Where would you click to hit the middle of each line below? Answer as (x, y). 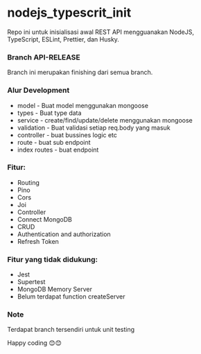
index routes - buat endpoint (58, 150)
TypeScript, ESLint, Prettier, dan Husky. (63, 39)
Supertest (31, 282)
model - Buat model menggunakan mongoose (83, 105)
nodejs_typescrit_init (69, 13)
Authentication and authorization (64, 234)
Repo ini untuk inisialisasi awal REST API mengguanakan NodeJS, (101, 32)
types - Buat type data (49, 113)
